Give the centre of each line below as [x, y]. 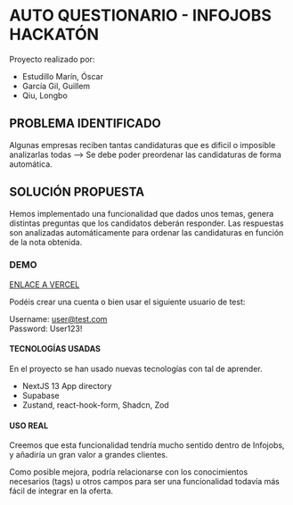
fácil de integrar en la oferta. [61, 491]
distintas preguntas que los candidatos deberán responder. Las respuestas [146, 223]
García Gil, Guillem [56, 86]
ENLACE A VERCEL [45, 284]
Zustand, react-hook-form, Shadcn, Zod [95, 405]
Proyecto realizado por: [52, 59]
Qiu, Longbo [45, 95]
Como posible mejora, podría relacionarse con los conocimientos [129, 472]
